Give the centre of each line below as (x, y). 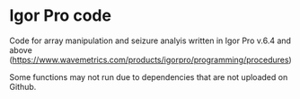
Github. (23, 86)
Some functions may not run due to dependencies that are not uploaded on (149, 76)
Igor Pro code (61, 16)
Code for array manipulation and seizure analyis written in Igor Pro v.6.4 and (150, 40)
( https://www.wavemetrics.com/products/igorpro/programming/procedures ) (150, 59)
